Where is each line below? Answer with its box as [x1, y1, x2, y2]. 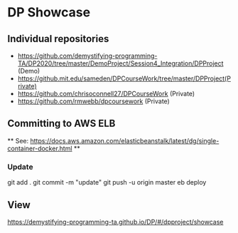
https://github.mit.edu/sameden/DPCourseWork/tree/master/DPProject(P [17, 74, 231, 83]
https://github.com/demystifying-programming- [17, 51, 158, 60]
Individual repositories [7, 33, 109, 45]
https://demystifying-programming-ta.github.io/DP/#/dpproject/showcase [7, 217, 224, 226]
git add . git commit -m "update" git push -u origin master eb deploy [7, 178, 207, 187]
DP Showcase [7, 4, 91, 21]
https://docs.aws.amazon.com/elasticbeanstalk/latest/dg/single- [30, 136, 220, 145]
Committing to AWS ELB [7, 118, 116, 130]
